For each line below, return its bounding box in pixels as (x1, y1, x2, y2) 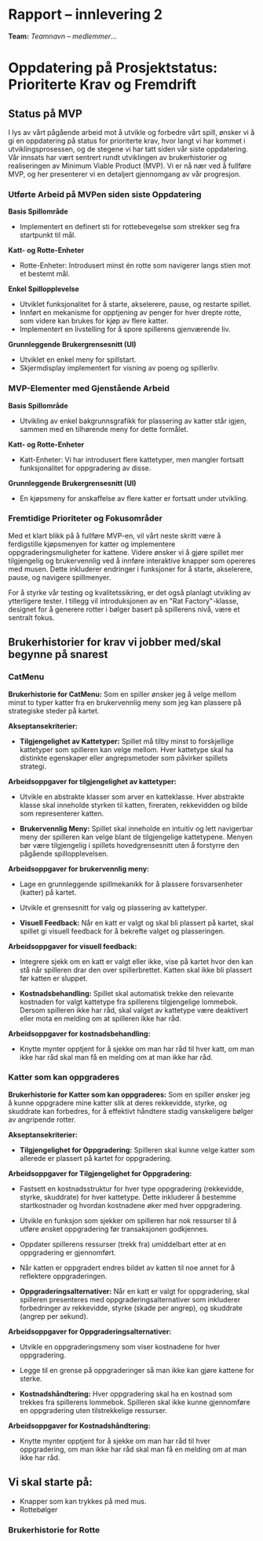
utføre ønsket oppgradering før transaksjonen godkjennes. (19, 1224, 210, 1233)
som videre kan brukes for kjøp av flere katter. (19, 316, 169, 326)
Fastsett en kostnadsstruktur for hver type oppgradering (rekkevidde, (19, 1184, 244, 1193)
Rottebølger (19, 1505, 58, 1514)
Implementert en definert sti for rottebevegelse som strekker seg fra (19, 222, 240, 232)
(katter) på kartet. (19, 887, 77, 896)
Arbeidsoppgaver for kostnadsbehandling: (8, 1028, 151, 1038)
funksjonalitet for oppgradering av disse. (19, 463, 152, 473)
